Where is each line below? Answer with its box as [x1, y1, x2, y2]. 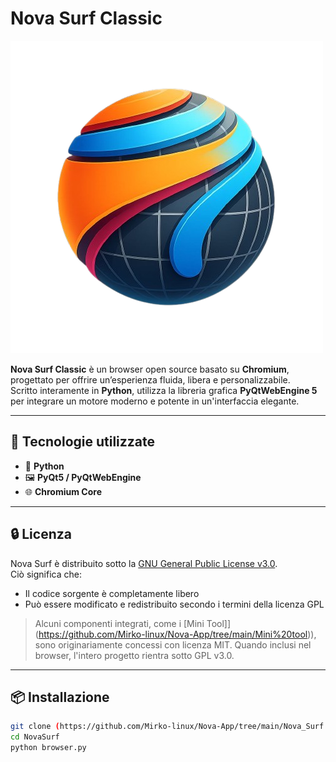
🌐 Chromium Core [24, 485, 102, 497]
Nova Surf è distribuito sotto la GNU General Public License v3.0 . [10, 557, 278, 569]
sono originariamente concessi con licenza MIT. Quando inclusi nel [34, 638, 312, 651]
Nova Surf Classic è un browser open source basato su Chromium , [10, 363, 290, 375]
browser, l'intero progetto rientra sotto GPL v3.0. [34, 649, 235, 661]
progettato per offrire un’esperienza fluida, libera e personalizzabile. [10, 373, 291, 386]
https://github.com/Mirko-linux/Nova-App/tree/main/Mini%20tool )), [38, 628, 317, 640]
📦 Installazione [10, 688, 110, 706]
